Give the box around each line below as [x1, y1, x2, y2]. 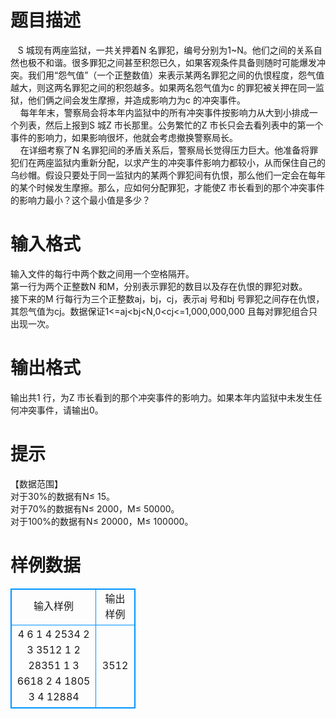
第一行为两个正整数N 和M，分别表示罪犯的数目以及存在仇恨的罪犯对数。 [10, 280, 308, 292]
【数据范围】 [10, 477, 63, 490]
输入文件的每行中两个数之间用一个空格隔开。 [10, 267, 195, 280]
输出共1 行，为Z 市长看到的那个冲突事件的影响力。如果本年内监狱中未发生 [10, 391, 314, 403]
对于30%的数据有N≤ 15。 [10, 490, 115, 502]
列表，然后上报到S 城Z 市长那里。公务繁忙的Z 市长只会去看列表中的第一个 [18, 119, 324, 131]
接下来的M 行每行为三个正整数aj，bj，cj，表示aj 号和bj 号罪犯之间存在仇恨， [10, 292, 325, 305]
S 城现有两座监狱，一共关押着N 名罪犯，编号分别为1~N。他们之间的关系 [17, 44, 314, 56]
